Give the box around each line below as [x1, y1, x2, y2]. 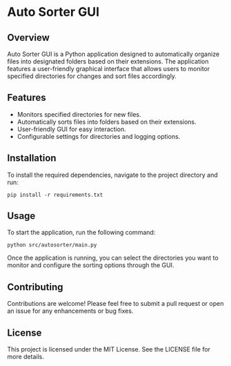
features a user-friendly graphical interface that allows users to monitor [7, 65, 210, 73]
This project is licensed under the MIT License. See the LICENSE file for [7, 345, 211, 354]
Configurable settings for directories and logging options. [17, 132, 181, 140]
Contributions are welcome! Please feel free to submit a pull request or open [7, 300, 224, 308]
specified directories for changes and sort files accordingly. [7, 72, 177, 80]
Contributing [7, 281, 63, 293]
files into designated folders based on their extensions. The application [7, 57, 209, 66]
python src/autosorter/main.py [7, 242, 97, 249]
